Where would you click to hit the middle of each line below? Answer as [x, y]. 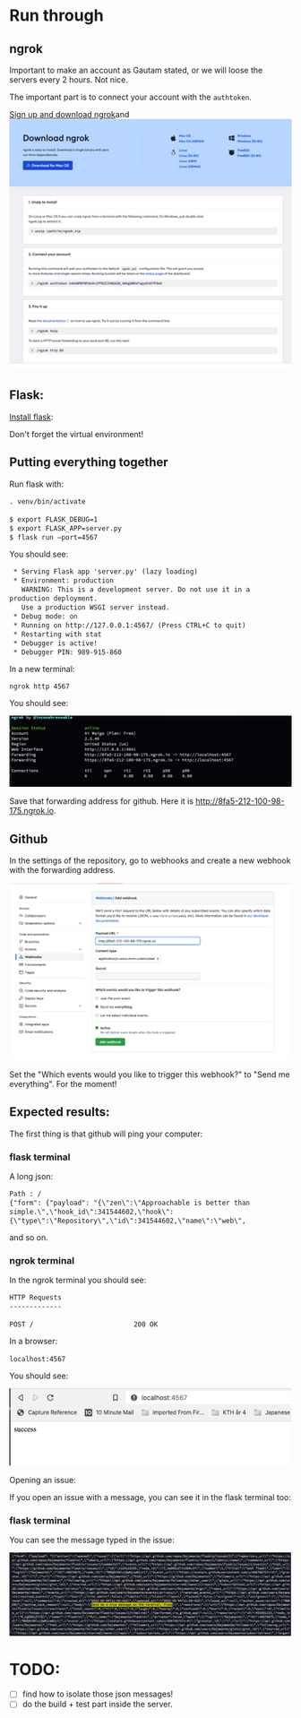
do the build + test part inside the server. [97, 1705]
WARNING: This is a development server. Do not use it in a [136, 589]
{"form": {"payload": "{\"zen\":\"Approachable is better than [130, 1203]
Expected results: [60, 1112]
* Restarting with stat [57, 634]
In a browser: [34, 1342]
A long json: [31, 1176]
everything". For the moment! [63, 1083]
